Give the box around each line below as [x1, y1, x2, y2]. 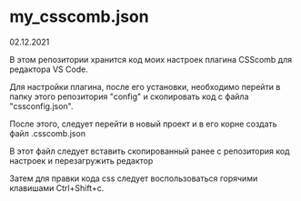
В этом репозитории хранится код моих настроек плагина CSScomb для [9, 54, 293, 65]
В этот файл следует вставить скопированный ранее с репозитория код [9, 146, 290, 156]
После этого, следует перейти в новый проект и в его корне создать [9, 118, 277, 129]
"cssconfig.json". [9, 100, 75, 111]
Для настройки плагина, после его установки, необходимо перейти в [9, 81, 281, 92]
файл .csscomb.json [9, 127, 86, 138]
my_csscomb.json [9, 6, 149, 27]
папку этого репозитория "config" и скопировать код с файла [9, 91, 249, 102]
